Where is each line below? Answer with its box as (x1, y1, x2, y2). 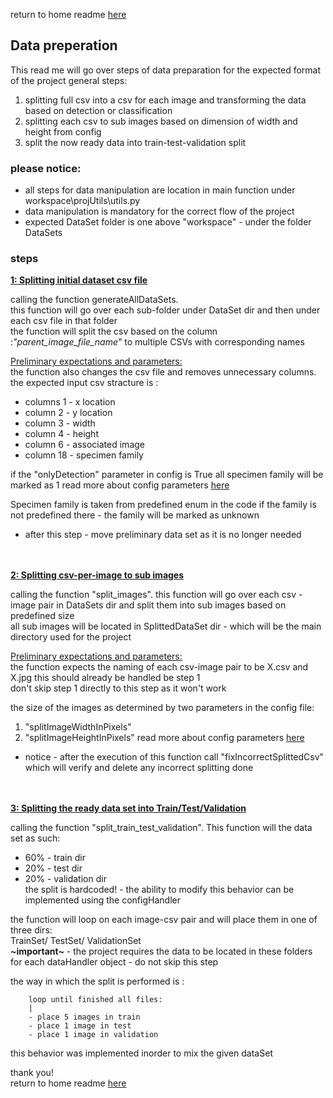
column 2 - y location (24, 407, 113, 419)
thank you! (10, 1067, 54, 1079)
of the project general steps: (10, 74, 128, 86)
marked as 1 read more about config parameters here (10, 479, 230, 491)
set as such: (10, 832, 61, 844)
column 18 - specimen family (24, 449, 144, 461)
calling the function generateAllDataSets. (10, 294, 179, 306)
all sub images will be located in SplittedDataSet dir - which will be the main (10, 620, 322, 633)
